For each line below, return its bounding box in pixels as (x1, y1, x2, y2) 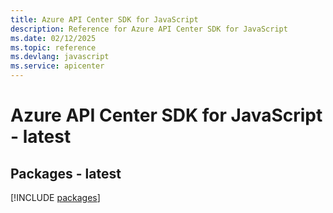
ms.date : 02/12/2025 (10, 33, 97, 43)
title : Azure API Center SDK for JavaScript (10, 14, 199, 25)
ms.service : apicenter (10, 61, 105, 71)
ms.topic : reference (10, 42, 97, 53)
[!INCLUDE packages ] (10, 192, 101, 203)
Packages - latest (10, 165, 122, 182)
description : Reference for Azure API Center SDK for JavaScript (10, 24, 288, 34)
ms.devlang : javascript (10, 52, 110, 62)
